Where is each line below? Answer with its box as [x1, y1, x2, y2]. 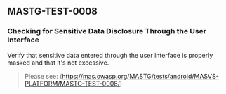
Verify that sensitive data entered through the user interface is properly [7, 51, 213, 59]
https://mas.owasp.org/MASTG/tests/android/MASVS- [62, 72, 219, 80]
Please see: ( [24, 72, 62, 80]
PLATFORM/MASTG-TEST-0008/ [24, 79, 121, 88]
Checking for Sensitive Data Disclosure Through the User [7, 26, 207, 36]
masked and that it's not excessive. [7, 58, 109, 67]
